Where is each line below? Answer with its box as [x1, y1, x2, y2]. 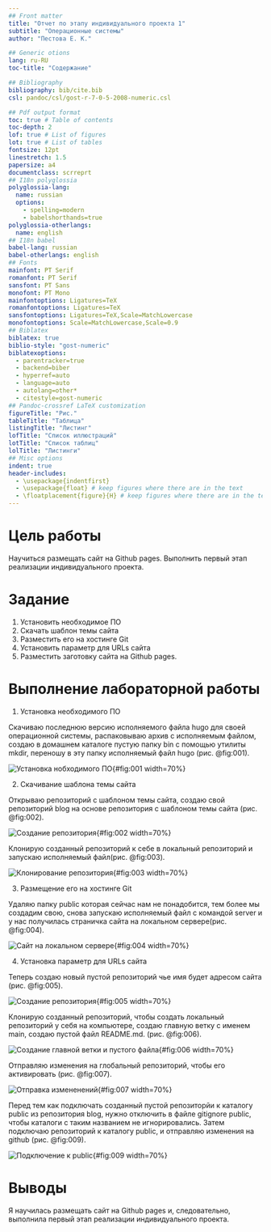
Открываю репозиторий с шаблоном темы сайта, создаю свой [8, 794, 226, 805]
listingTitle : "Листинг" [8, 424, 92, 433]
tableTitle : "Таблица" [8, 417, 85, 425]
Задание [8, 591, 70, 609]
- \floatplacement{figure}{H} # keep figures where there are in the [15, 492, 254, 500]
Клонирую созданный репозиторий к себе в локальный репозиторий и [8, 843, 253, 853]
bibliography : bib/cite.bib [8, 86, 103, 94]
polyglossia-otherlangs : [8, 221, 92, 229]
